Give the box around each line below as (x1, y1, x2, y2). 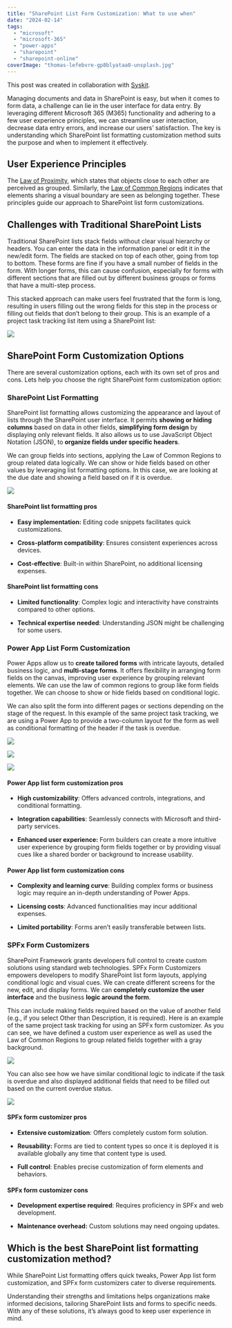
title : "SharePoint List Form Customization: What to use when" (7, 10, 196, 17)
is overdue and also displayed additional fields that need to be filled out (7, 1077, 210, 1085)
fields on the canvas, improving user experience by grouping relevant (7, 674, 205, 682)
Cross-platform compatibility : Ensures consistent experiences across (17, 538, 218, 547)
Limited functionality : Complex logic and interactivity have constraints (17, 598, 219, 606)
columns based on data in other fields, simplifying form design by (7, 423, 198, 431)
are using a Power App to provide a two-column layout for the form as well (7, 717, 219, 725)
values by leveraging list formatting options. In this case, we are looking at (7, 466, 218, 474)
